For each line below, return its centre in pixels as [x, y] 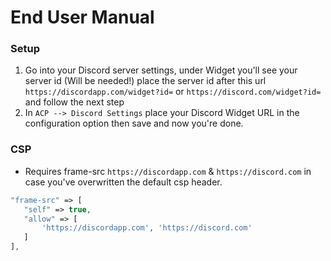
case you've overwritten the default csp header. [123, 182]
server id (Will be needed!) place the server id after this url [145, 81]
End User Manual [82, 17]
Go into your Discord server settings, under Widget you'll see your [161, 70]
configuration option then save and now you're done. [134, 123]
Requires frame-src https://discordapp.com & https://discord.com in [168, 171]
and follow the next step [74, 102]
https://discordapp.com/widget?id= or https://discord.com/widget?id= [173, 92]
